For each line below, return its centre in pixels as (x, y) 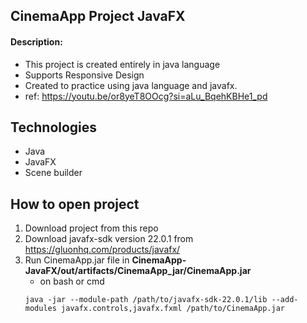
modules (40, 309)
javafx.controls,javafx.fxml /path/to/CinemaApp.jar (173, 309)
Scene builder (53, 173)
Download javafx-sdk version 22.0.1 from (109, 239)
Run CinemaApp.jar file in (77, 260)
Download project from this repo (91, 228)
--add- (285, 300)
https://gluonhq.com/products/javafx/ (102, 250)
